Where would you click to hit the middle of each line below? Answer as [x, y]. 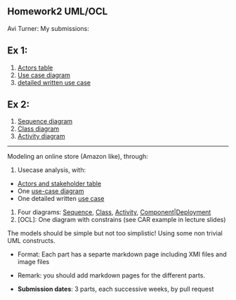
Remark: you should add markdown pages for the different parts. [111, 275]
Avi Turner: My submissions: [48, 28]
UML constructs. [31, 241]
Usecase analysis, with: [52, 170]
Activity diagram [41, 136]
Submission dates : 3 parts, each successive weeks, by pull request [116, 289]
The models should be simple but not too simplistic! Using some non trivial [115, 233]
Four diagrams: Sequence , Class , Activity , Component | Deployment [114, 212]
